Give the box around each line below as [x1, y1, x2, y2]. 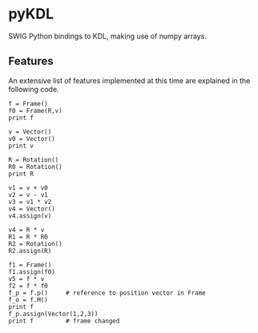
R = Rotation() [8, 155, 59, 164]
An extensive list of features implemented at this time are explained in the [8, 75, 251, 85]
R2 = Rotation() [8, 239, 62, 248]
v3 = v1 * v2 [8, 198, 52, 206]
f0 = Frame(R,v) [8, 106, 62, 114]
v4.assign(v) [8, 211, 52, 220]
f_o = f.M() [8, 295, 48, 304]
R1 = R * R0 [8, 233, 48, 241]
